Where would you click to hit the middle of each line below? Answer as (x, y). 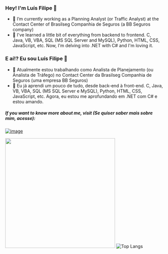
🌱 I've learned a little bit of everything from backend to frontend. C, (82, 35)
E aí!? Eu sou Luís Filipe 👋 (36, 59)
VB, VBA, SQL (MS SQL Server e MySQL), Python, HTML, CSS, (77, 91)
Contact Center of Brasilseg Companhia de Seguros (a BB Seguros (81, 24)
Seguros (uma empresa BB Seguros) (50, 80)
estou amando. (28, 101)
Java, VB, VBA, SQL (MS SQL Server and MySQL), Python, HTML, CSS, (86, 40)
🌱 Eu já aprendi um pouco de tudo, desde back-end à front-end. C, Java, (88, 85)
